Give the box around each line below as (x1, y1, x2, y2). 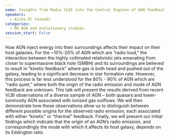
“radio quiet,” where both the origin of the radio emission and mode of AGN (5, 81, 161, 87)
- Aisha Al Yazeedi (10, 16, 51, 21)
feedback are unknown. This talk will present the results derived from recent (5, 87, 163, 92)
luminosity (5, 97, 27, 103)
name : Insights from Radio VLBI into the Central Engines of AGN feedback (5, 7, 165, 12)
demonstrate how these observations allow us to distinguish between (5, 103, 149, 108)
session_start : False (5, 30, 51, 35)
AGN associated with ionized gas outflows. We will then (27, 97, 143, 103)
